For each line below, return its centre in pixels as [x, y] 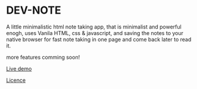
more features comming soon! [43, 57]
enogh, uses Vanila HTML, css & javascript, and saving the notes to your [95, 33]
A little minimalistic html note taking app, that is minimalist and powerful [94, 27]
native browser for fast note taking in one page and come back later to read [99, 39]
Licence [16, 80]
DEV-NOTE [34, 10]
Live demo [19, 68]
